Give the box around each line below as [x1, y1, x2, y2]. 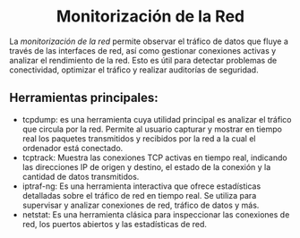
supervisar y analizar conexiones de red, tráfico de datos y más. [21, 200, 260, 210]
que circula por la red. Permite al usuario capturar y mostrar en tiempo [21, 123, 282, 134]
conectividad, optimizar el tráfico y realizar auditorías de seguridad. [9, 64, 259, 75]
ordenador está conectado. [21, 142, 124, 153]
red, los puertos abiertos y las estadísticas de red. [21, 218, 208, 229]
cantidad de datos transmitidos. [21, 171, 140, 182]
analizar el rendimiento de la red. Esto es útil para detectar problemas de [9, 55, 278, 65]
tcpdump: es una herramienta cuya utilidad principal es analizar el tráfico [21, 114, 292, 124]
